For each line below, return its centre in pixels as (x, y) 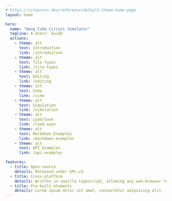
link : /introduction (41, 53)
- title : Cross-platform (36, 176)
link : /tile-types (38, 67)
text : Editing (34, 77)
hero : (11, 24)
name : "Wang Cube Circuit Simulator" (50, 29)
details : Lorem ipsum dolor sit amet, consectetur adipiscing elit (88, 191)
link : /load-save (37, 124)
